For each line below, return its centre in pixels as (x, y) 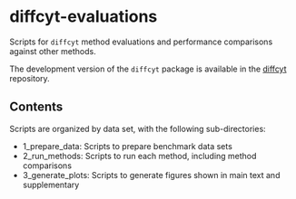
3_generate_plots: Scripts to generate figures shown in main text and (151, 175)
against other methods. (53, 51)
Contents (36, 107)
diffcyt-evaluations (84, 17)
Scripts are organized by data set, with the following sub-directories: (138, 128)
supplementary (51, 185)
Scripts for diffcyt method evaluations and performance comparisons (141, 42)
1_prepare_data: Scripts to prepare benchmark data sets (128, 146)
